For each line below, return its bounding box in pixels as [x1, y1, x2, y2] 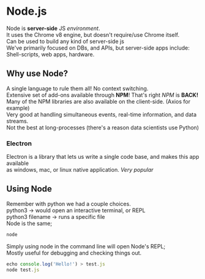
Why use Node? [6, 69, 69, 79]
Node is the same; [6, 220, 53, 227]
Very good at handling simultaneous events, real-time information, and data [6, 110, 197, 118]
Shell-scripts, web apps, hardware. [6, 50, 95, 58]
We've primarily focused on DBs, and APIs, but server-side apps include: [6, 44, 190, 52]
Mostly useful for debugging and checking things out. [6, 249, 142, 256]
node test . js [6, 267, 40, 273]
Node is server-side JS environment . [6, 25, 100, 32]
